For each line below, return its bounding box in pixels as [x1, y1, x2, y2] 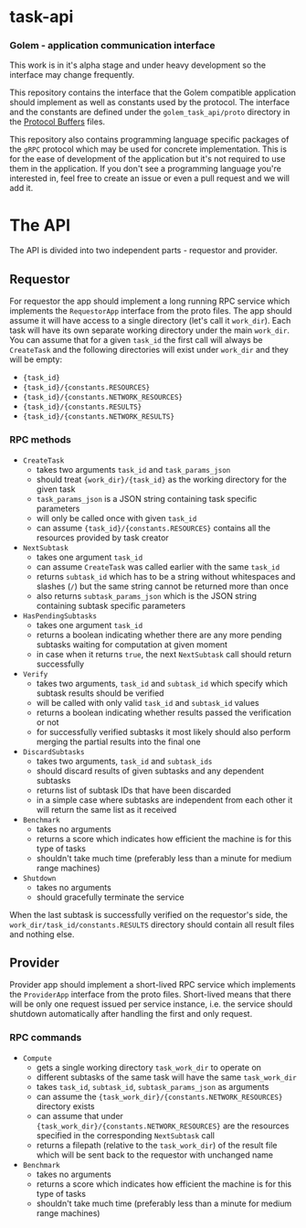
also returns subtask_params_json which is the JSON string [36, 590, 258, 601]
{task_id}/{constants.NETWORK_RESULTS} [22, 412, 175, 422]
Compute [22, 1053, 52, 1062]
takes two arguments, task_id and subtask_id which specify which [36, 678, 289, 689]
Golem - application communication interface [9, 39, 216, 52]
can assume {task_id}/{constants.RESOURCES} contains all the [36, 522, 271, 533]
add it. [9, 183, 34, 194]
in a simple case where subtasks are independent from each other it [36, 794, 293, 806]
